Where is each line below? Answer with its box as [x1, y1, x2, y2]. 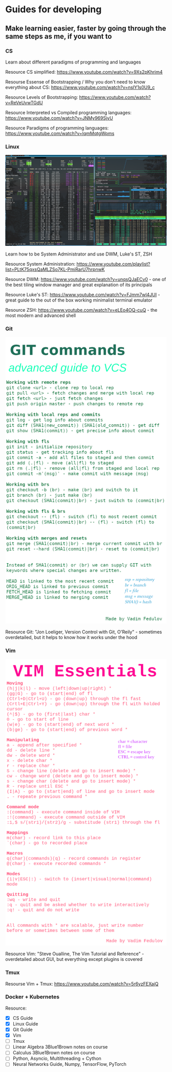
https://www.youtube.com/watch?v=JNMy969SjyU [5, 115, 114, 121]
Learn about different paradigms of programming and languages [5, 59, 141, 65]
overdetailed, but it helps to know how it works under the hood [5, 634, 137, 640]
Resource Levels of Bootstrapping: [5, 94, 78, 100]
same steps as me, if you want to [5, 32, 112, 40]
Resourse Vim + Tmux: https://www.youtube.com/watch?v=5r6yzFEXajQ [5, 980, 159, 987]
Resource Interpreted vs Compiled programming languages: [5, 109, 132, 116]
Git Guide [12, 1026, 33, 1033]
